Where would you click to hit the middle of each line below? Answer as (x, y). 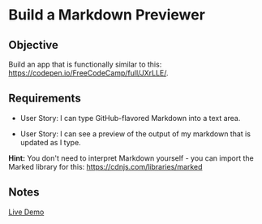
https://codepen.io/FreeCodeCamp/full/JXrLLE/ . (88, 73)
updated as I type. (50, 142)
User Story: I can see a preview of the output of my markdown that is (135, 134)
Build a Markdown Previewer (107, 15)
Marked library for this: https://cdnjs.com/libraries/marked (105, 166)
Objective (34, 45)
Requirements (45, 99)
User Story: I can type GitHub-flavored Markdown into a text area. (130, 118)
